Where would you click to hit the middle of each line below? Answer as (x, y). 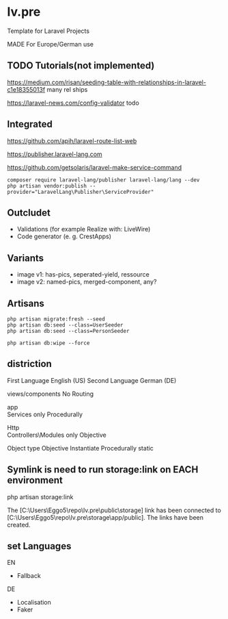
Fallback (29, 576)
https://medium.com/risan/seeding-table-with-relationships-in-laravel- (107, 82)
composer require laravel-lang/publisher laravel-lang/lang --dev (103, 180)
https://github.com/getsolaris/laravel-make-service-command (95, 167)
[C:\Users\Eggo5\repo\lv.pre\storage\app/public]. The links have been (105, 517)
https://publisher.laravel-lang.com (55, 154)
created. (19, 525)
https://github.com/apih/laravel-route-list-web (72, 140)
